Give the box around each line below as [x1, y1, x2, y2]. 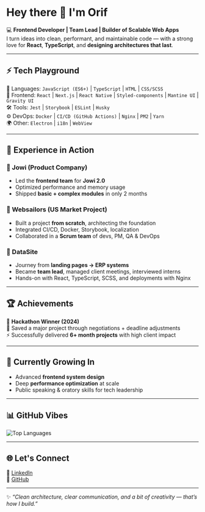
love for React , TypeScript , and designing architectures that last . [6, 41, 174, 48]
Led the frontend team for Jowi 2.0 [15, 177, 106, 185]
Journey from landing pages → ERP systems [15, 261, 129, 269]
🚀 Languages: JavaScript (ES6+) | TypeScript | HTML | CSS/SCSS [6, 85, 164, 92]
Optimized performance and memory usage [15, 183, 126, 191]
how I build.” [6, 500, 38, 508]
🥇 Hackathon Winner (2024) [6, 318, 79, 325]
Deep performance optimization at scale [15, 379, 120, 387]
